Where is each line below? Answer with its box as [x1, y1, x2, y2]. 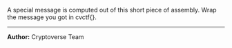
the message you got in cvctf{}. [7, 13, 97, 21]
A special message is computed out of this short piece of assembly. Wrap [7, 6, 217, 14]
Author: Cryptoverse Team [7, 33, 84, 40]
